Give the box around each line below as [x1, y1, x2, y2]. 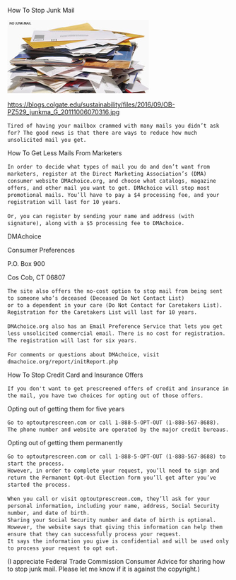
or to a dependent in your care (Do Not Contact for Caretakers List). [7, 302, 223, 309]
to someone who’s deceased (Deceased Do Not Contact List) [7, 295, 185, 302]
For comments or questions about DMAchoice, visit [7, 351, 160, 358]
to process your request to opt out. [7, 545, 119, 552]
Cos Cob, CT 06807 [7, 273, 66, 282]
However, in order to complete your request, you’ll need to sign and [7, 467, 220, 474]
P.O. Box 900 [7, 260, 46, 267]
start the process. [7, 460, 65, 467]
